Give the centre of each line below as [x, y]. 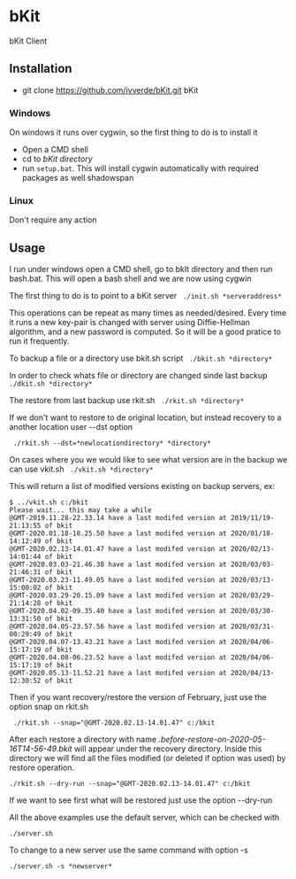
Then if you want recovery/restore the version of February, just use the [138, 697]
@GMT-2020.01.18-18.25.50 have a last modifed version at [118, 533]
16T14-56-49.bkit [41, 749]
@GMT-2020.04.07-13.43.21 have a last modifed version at [118, 642]
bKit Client [28, 41]
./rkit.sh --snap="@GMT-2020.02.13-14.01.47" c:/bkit [114, 723]
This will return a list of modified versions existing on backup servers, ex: [142, 486]
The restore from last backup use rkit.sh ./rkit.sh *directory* [127, 401]
